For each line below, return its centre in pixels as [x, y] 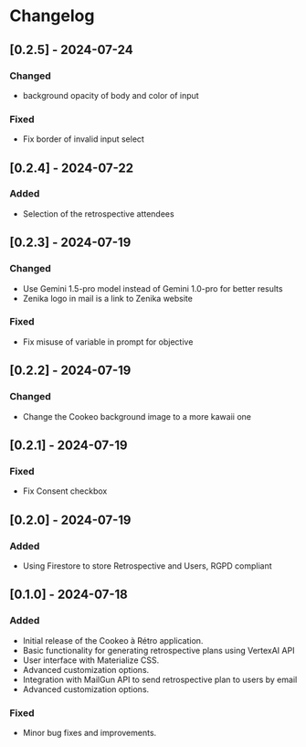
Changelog [52, 16]
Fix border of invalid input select [83, 139]
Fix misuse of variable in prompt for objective [108, 341]
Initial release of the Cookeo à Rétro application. [113, 640]
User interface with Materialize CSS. [91, 660]
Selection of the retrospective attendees [99, 213]
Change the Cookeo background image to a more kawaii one [137, 416]
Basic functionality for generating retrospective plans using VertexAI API [158, 650]
